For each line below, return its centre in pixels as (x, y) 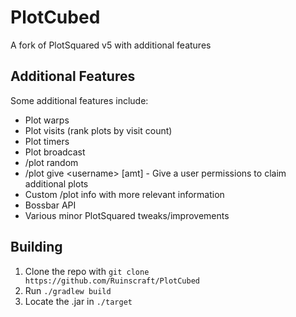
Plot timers (47, 141)
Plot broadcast (55, 152)
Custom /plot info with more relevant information (124, 194)
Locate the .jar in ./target (78, 301)
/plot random (51, 162)
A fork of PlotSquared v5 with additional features (111, 45)
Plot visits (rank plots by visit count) (98, 130)
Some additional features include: (79, 100)
